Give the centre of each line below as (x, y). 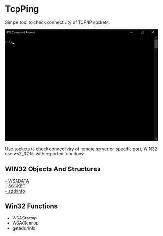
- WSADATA (17, 181)
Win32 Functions (32, 206)
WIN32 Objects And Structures (53, 169)
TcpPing (22, 9)
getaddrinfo (24, 228)
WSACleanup (25, 223)
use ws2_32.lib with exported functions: (45, 153)
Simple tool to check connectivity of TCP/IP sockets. (57, 22)
